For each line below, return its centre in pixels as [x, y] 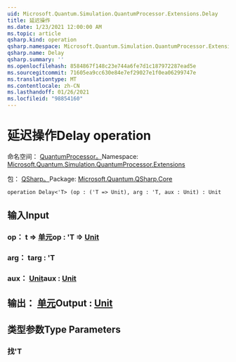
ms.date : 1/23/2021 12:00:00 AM [54, 27]
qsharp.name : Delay [36, 53]
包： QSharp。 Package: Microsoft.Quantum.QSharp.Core [90, 179]
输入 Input [28, 215]
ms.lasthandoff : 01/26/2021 [48, 92]
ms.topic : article [34, 33]
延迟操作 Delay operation [79, 136]
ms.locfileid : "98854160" [45, 99]
